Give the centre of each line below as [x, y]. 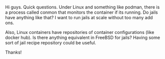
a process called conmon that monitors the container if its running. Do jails [82, 12]
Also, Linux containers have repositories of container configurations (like [80, 32]
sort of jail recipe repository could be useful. [51, 43]
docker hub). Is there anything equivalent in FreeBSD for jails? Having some [83, 37]
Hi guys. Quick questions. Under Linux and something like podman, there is [82, 7]
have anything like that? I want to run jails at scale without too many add [79, 17]
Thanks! [13, 52]
